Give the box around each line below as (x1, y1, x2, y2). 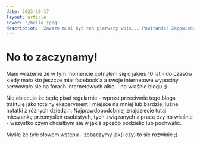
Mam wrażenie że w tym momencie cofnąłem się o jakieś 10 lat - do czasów (6, 71, 192, 78)
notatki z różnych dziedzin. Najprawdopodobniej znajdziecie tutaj (6, 107, 167, 114)
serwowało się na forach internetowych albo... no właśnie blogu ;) (6, 83, 168, 90)
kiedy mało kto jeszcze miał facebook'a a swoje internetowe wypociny (6, 76, 179, 84)
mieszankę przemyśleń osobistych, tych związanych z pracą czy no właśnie (6, 113, 193, 120)
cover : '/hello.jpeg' (6, 20, 60, 25)
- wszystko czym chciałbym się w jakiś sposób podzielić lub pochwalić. (6, 120, 182, 127)
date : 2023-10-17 (6, 8, 49, 15)
